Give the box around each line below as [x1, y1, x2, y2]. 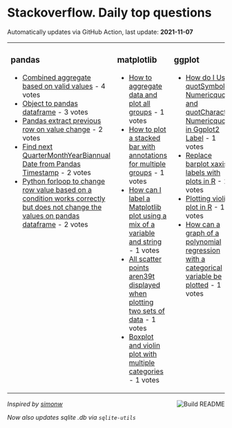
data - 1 [128, 315, 157, 324]
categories [128, 366, 164, 376]
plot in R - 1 [185, 202, 225, 212]
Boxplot [128, 332, 154, 342]
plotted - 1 [185, 280, 222, 290]
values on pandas [22, 211, 80, 221]
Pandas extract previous [22, 115, 101, 125]
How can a [185, 219, 221, 229]
